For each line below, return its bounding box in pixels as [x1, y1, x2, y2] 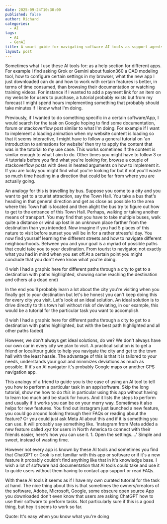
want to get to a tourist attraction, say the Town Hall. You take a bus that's [5, 193, 157, 199]
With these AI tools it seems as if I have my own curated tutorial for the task [5, 477, 160, 483]
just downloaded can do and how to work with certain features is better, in [5, 78, 158, 85]
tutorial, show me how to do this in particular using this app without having [5, 389, 158, 395]
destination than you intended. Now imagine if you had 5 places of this [5, 224, 150, 230]
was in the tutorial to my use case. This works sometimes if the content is [5, 146, 156, 152]
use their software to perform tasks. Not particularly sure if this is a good [5, 498, 155, 504]
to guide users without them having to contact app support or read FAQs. [5, 467, 155, 473]
